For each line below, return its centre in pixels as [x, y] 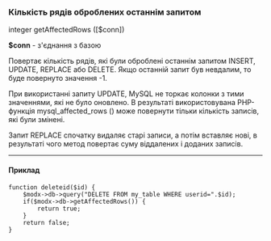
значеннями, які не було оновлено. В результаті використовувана [122, 103]
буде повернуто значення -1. [58, 78]
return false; [46, 222]
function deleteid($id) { [52, 187]
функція [22, 111]
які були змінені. [37, 120]
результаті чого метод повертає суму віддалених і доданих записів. [126, 144]
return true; [59, 209]
